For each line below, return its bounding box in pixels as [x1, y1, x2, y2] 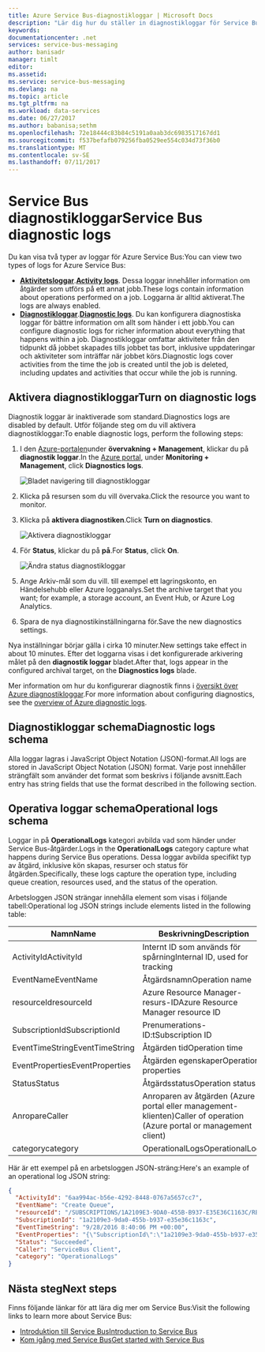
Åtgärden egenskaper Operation [142, 1055, 260, 1066]
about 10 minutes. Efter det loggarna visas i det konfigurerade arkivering [8, 648, 243, 658]
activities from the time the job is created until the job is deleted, [19, 360, 229, 370]
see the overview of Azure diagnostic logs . [8, 697, 147, 707]
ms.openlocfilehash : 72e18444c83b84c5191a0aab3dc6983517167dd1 [8, 129, 221, 137]
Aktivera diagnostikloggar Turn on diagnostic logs [8, 391, 257, 404]
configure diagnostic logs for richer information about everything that [19, 326, 246, 336]
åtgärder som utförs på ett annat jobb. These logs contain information [19, 284, 244, 294]
